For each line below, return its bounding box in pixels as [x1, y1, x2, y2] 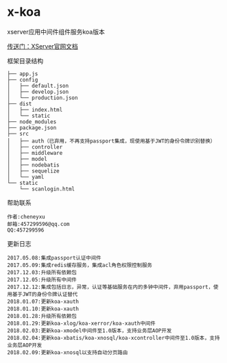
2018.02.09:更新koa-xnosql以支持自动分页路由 [7, 349, 128, 356]
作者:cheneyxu [7, 213, 46, 220]
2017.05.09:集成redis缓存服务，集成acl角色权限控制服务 [7, 262, 153, 268]
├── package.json [7, 124, 57, 131]
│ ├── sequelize [7, 167, 60, 175]
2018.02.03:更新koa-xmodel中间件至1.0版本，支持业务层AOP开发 [7, 327, 172, 334]
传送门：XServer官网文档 [7, 42, 79, 50]
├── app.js [7, 70, 38, 77]
